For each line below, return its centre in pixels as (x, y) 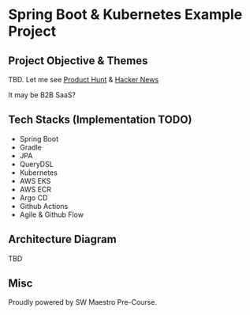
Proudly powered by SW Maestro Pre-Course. (83, 302)
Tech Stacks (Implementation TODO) (100, 120)
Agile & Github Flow (52, 214)
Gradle (30, 147)
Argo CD (34, 197)
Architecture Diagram (62, 239)
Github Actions (44, 206)
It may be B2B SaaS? (42, 95)
